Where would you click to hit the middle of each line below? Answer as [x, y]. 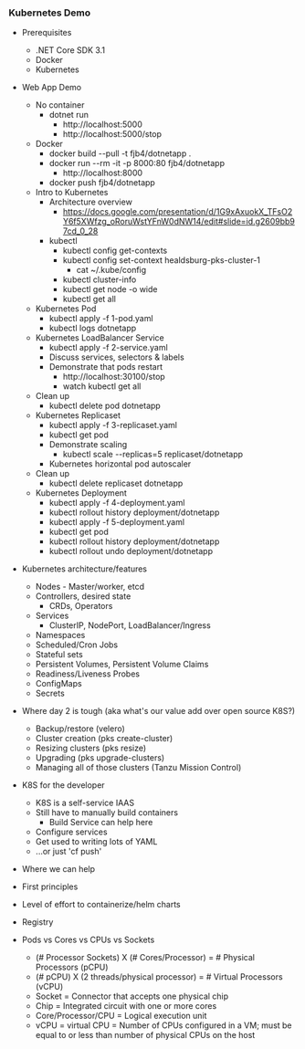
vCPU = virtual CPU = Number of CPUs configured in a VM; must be [164, 1025]
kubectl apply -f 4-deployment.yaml [117, 503]
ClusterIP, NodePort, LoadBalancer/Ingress [130, 625]
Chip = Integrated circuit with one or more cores [126, 1006]
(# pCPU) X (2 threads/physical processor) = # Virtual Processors [159, 977]
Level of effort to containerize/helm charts [101, 905]
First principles [50, 886]
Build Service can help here [101, 823]
